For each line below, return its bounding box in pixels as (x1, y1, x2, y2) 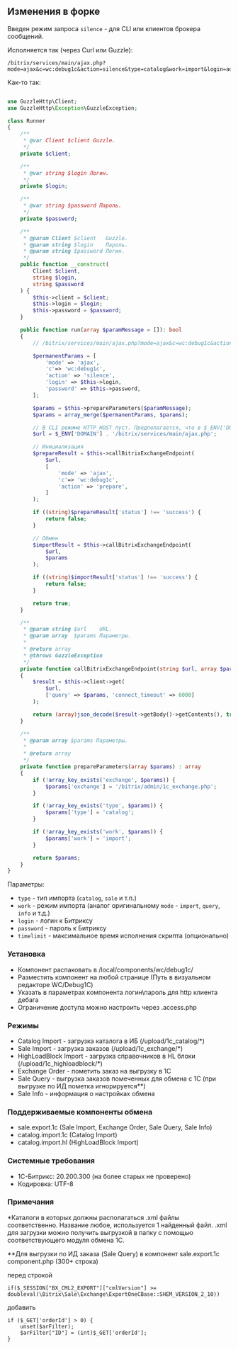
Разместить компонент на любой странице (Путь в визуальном (17, 973, 211, 981)
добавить (7, 1303, 36, 1311)
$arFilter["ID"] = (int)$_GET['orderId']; (20, 1329, 147, 1336)
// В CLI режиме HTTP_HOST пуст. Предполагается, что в (33, 424, 201, 431)
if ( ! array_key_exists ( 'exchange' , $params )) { (33, 776, 176, 783)
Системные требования (7, 1156, 96, 1166)
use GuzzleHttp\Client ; (7, 98, 78, 105)
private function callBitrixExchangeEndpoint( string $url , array (20, 665, 217, 672)
